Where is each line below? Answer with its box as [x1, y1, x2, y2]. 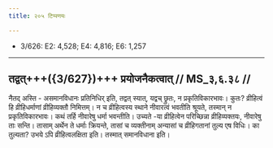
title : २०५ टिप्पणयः [8, 11, 66, 20]
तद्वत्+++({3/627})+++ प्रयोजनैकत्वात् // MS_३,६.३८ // [8, 72, 251, 86]
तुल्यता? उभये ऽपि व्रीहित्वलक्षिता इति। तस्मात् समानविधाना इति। [8, 130, 171, 140]
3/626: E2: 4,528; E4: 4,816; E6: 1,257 [19, 41, 146, 51]
